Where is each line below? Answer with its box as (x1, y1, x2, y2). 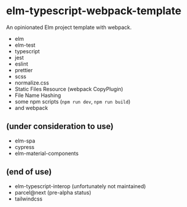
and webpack (14, 104, 49, 111)
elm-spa (14, 137, 36, 144)
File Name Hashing (14, 92, 61, 99)
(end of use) (6, 167, 52, 177)
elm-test (14, 41, 36, 48)
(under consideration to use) (6, 121, 114, 131)
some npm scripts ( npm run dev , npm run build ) (14, 98, 131, 105)
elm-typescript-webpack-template (6, 4, 182, 18)
